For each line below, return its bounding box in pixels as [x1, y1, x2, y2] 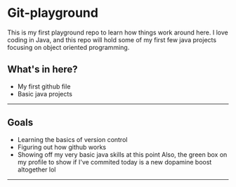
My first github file [17, 82, 71, 91]
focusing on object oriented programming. [7, 43, 130, 51]
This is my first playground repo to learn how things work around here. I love [7, 28, 228, 37]
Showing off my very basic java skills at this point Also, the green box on [17, 150, 228, 159]
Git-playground [7, 5, 98, 21]
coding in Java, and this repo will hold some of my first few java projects [7, 35, 216, 44]
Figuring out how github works [17, 143, 107, 151]
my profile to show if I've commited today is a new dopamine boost [17, 157, 212, 166]
